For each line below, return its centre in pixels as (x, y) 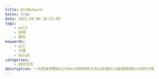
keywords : (15, 42)
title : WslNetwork (24, 10)
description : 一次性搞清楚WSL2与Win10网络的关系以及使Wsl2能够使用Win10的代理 (79, 69)
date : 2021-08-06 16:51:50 (33, 19)
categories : (17, 60)
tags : (11, 23)
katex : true (17, 14)
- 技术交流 (24, 64)
